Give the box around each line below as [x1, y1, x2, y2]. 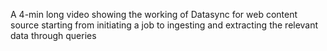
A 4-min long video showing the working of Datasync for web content [10, 9, 298, 20]
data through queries [10, 30, 97, 41]
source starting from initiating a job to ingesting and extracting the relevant [10, 19, 319, 31]
